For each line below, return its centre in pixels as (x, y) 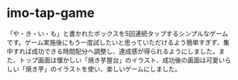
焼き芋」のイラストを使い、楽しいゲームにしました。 (103, 69)
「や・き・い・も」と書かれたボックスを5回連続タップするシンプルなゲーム (118, 33)
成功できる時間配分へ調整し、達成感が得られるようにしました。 (125, 51)
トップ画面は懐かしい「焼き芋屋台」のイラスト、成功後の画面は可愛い (122, 60)
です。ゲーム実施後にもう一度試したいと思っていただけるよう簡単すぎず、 (115, 42)
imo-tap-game (51, 13)
